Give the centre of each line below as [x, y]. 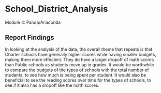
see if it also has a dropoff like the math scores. [52, 85]
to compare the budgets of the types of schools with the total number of [77, 70]
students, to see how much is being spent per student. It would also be [76, 75]
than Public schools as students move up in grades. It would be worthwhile [80, 64]
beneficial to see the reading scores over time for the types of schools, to [78, 80]
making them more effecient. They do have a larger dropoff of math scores [80, 60]
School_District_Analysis [57, 9]
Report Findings [29, 38]
